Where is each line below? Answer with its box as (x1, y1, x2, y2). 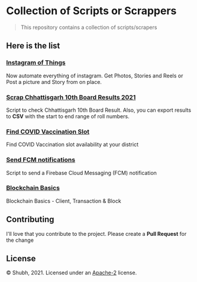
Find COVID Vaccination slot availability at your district (6, 141, 139, 148)
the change (6, 236, 34, 244)
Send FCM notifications (6, 155, 76, 164)
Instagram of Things (6, 59, 66, 67)
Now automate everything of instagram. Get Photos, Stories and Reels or (6, 72, 183, 79)
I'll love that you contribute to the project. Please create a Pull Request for (6, 230, 187, 237)
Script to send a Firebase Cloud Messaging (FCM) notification (6, 169, 157, 176)
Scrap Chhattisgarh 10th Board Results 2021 (6, 93, 136, 101)
